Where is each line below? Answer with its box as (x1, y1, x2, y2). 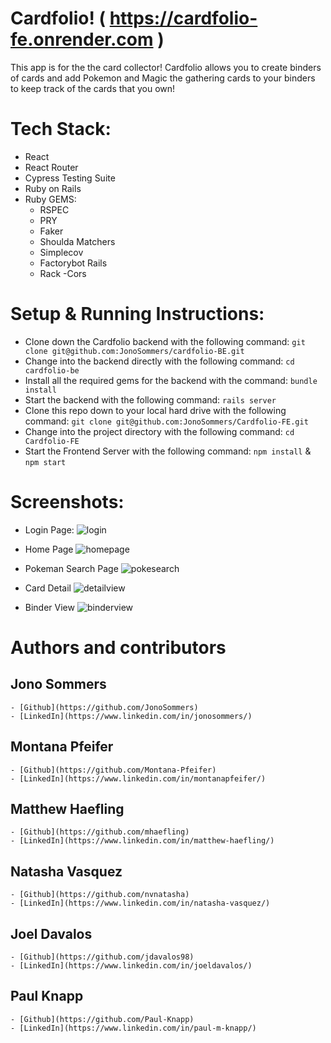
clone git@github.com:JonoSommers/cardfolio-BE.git (24, 346, 245, 356)
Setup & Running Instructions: (10, 303, 265, 326)
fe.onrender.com (10, 28, 154, 51)
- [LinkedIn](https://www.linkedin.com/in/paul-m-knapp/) (10, 1023, 257, 1033)
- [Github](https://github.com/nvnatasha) (10, 890, 190, 900)
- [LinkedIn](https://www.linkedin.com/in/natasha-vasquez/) (10, 898, 271, 909)
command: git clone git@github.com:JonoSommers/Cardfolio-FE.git (24, 415, 309, 427)
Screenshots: (10, 491, 125, 513)
